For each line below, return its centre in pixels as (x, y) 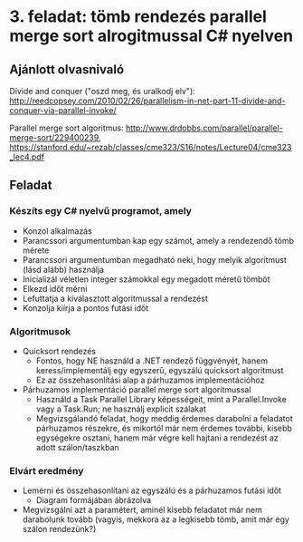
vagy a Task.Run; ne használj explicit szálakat (121, 409)
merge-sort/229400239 (54, 137)
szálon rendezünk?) (59, 529)
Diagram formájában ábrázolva (94, 500)
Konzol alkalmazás (57, 231)
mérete (36, 250)
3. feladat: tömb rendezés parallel (138, 17)
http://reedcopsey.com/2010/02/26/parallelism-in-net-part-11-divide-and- (147, 101)
